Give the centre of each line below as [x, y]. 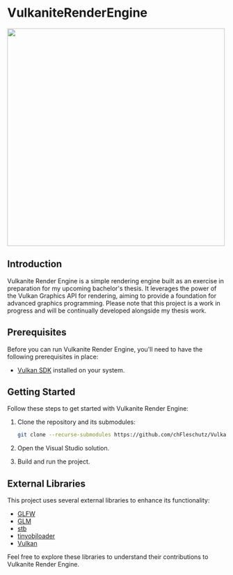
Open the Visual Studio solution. [63, 448]
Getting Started [41, 392]
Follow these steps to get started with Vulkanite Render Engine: [98, 409]
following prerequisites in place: [53, 356]
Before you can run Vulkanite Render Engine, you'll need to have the [105, 349]
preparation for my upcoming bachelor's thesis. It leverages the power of [112, 288]
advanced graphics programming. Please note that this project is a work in [114, 303]
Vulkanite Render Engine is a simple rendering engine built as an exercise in [116, 281]
